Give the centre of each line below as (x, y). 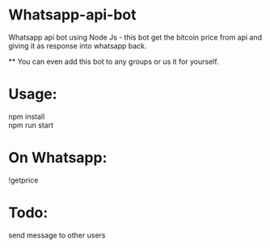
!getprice (23, 180)
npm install (27, 116)
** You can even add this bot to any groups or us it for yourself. (114, 61)
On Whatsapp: (58, 158)
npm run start (31, 125)
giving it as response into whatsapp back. (78, 45)
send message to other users (57, 235)
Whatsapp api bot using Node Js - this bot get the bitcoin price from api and (135, 37)
